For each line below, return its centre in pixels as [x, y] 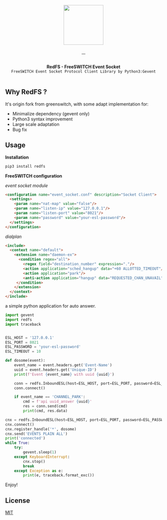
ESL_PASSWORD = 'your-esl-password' [43, 347]
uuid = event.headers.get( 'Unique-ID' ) [55, 370]
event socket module [27, 185]
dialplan [13, 236]
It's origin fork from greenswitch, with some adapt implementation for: [77, 104]
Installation [17, 157]
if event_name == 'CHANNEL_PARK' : [50, 397]
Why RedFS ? [26, 92]
